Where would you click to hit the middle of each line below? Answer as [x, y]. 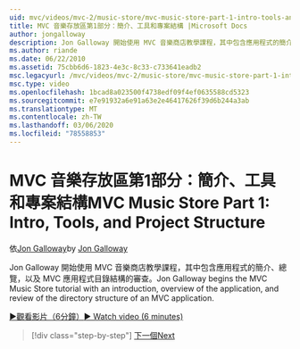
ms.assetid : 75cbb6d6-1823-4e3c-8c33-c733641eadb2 [105, 68]
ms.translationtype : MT [54, 109]
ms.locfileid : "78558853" [57, 134]
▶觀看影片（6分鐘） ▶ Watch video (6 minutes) [96, 316]
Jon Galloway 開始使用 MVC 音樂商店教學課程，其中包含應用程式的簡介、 [144, 267]
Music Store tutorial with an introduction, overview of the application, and [144, 288]
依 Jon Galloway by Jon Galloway [68, 248]
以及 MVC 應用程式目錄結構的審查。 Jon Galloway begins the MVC [146, 278]
